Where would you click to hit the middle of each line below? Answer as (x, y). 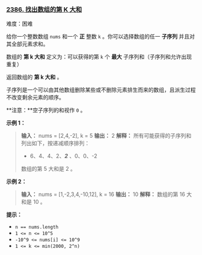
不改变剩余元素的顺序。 (35, 97)
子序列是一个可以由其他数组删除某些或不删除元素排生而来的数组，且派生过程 (101, 90)
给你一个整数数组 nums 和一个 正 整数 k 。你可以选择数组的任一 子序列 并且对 (101, 37)
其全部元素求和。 (27, 44)
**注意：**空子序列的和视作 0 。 (46, 110)
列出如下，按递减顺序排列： (55, 143)
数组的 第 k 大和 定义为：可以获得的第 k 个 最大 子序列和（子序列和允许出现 (99, 57)
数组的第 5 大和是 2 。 (48, 169)
